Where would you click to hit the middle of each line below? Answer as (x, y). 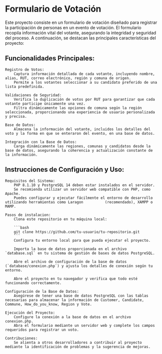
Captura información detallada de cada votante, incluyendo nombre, (84, 74)
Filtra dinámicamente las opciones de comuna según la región (78, 108)
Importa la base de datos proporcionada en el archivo (70, 249)
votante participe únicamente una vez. (45, 104)
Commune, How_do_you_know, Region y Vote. (49, 304)
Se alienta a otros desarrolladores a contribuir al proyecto (78, 342)
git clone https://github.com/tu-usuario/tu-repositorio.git (77, 232)
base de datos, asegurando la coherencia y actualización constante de (79, 150)
